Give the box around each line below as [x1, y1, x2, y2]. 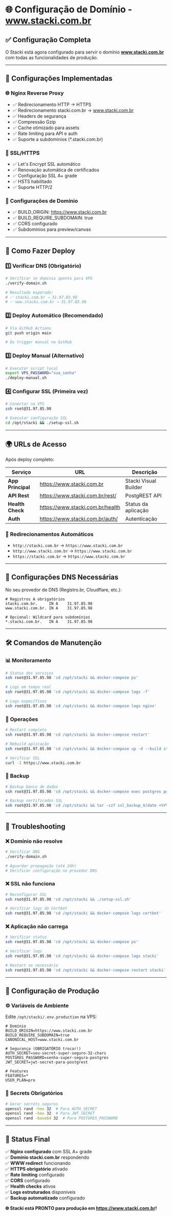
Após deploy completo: [5, 456, 55, 462]
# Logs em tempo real [5, 685, 52, 690]
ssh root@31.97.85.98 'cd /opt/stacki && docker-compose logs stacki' [5, 953, 159, 959]
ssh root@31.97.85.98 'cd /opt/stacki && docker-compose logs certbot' [5, 911, 161, 916]
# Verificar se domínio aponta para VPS [5, 275, 93, 281]
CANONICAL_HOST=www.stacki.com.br [5, 1037, 79, 1043]
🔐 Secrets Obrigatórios [5, 1090, 63, 1097]
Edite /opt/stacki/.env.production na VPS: [5, 1014, 97, 1020]
